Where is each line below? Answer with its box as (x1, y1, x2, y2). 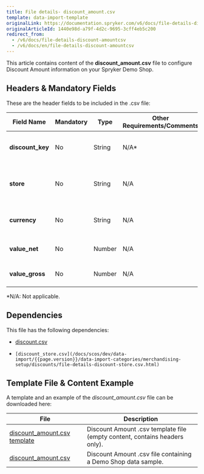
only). (87, 440, 103, 449)
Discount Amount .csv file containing (87, 450, 192, 458)
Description (123, 415, 158, 423)
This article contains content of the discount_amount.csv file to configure (6, 59, 192, 67)
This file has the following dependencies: (6, 326, 109, 333)
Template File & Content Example (6, 378, 134, 388)
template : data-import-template (6, 15, 88, 21)
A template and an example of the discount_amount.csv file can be (6, 394, 174, 401)
